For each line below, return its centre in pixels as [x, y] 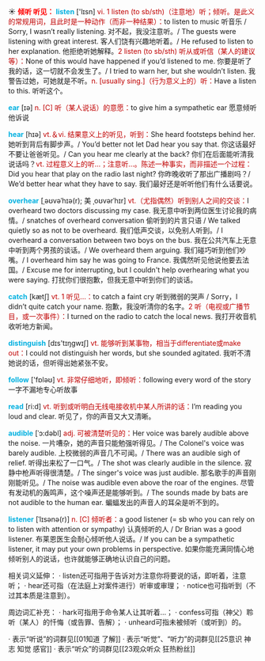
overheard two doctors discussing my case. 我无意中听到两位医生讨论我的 [129, 211]
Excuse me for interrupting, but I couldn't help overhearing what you [138, 270]
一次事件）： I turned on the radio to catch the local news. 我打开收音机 [143, 316]
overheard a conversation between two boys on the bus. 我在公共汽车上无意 [132, 240]
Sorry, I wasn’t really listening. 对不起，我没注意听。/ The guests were [122, 31]
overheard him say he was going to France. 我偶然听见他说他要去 [136, 260]
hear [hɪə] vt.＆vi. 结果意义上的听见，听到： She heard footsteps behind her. [132, 134]
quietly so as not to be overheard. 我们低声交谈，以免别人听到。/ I [115, 230]
